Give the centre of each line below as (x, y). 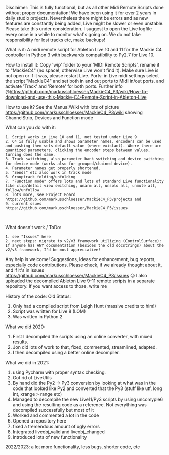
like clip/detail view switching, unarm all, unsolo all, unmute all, (81, 186)
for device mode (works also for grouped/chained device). (69, 164)
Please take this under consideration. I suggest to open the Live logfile (79, 29)
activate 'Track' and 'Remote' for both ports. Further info (64, 86)
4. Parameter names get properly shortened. (53, 168)
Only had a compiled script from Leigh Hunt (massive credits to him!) (84, 306)
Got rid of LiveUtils (32, 378)
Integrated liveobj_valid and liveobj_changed (59, 432)
